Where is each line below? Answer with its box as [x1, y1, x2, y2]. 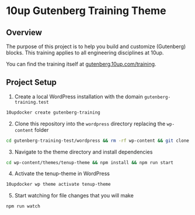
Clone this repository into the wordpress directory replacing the [14, 120, 166, 127]
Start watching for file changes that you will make [14, 192, 134, 199]
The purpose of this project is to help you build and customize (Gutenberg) [6, 43, 186, 50]
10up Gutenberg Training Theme [6, 4, 166, 18]
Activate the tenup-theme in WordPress [14, 170, 110, 177]
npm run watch [6, 203, 41, 209]
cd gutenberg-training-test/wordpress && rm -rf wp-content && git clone [6, 138, 190, 144]
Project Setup [6, 77, 57, 87]
